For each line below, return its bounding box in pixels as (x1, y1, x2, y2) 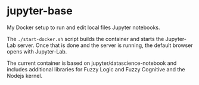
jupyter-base (7, 4, 73, 18)
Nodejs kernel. (7, 72, 43, 79)
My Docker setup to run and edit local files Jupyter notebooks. (7, 24, 160, 31)
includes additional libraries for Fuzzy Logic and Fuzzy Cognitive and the (7, 65, 185, 73)
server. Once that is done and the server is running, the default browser (17, 42, 193, 49)
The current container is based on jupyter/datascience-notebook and (7, 59, 177, 67)
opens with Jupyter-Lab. (7, 48, 67, 55)
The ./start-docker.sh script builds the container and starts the (7, 35, 164, 42)
